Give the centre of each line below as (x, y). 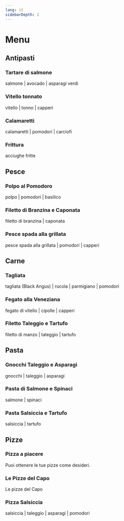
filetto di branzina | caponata (35, 221)
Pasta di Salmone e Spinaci (39, 389)
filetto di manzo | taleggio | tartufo (41, 334)
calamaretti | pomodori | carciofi (39, 131)
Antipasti (20, 58)
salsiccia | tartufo (23, 424)
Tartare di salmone (29, 72)
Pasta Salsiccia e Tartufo (36, 413)
